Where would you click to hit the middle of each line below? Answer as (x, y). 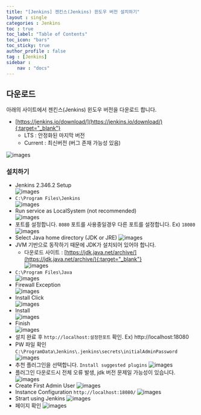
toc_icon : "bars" (28, 40)
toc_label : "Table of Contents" (47, 34)
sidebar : (19, 62)
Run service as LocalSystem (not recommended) (76, 211)
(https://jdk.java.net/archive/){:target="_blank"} (83, 259)
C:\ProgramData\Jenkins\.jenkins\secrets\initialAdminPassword (96, 352)
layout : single (27, 18)
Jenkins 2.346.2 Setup (43, 185)
